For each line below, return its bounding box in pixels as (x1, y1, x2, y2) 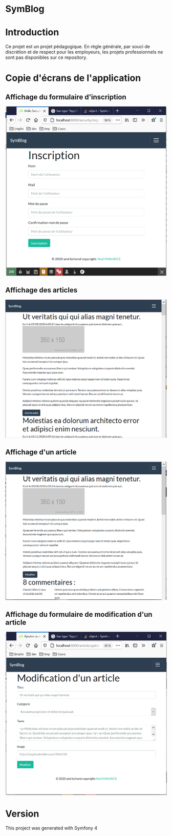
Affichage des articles (5, 286, 78, 295)
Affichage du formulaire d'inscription (5, 93, 126, 101)
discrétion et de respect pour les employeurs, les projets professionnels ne (5, 49, 163, 55)
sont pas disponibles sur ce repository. (5, 54, 88, 60)
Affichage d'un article (5, 448, 77, 456)
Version (5, 808, 39, 820)
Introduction (5, 27, 59, 38)
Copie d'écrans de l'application (5, 72, 141, 84)
